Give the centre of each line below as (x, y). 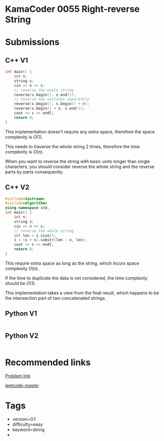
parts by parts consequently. (34, 172)
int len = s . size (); (35, 236)
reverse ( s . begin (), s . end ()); (45, 95)
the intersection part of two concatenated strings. (56, 298)
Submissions (32, 42)
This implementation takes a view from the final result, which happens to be (82, 293)
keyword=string (28, 430)
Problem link (18, 376)
